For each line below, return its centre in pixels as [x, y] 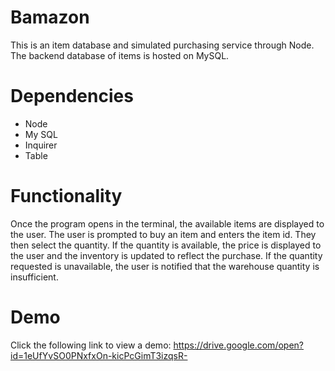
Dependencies [72, 96]
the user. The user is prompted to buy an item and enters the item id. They [163, 234]
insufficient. [34, 277]
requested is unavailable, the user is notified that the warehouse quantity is [165, 266]
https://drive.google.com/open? [238, 345]
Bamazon [50, 17]
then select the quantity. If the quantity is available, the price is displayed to [166, 245]
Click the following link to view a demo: [91, 345]
